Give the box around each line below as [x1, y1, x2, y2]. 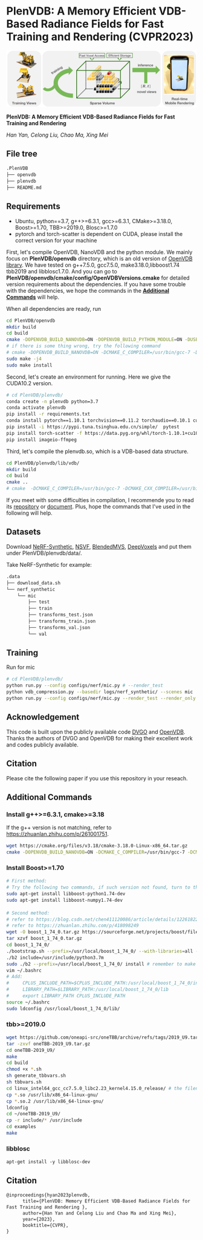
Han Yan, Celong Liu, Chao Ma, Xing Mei [6, 131, 109, 139]
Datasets [6, 527, 41, 537]
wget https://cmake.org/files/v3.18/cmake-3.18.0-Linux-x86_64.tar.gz [6, 843, 188, 849]
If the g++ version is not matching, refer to [6, 824, 112, 831]
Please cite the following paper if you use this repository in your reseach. [6, 774, 188, 782]
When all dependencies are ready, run [6, 305, 101, 312]
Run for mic [6, 664, 35, 671]
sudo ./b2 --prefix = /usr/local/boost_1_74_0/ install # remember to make [6, 961, 196, 967]
